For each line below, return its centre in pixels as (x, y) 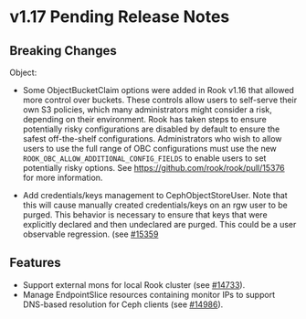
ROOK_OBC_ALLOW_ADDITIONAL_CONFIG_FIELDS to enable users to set (144, 158)
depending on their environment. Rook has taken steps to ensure (144, 119)
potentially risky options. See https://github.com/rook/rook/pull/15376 (153, 168)
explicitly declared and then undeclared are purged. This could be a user (159, 224)
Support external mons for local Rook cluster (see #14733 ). (134, 284)
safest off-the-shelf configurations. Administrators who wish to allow (152, 138)
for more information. (63, 177)
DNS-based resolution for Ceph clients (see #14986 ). (123, 304)
